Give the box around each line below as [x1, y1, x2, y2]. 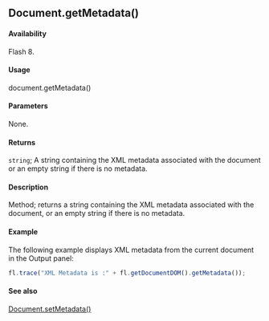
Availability [8, 28, 47, 39]
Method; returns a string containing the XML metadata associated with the [8, 200, 255, 209]
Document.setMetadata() [8, 304, 92, 314]
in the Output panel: [8, 253, 74, 263]
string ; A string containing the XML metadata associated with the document [8, 156, 261, 165]
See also [8, 286, 38, 296]
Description [8, 182, 49, 192]
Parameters [8, 101, 48, 111]
